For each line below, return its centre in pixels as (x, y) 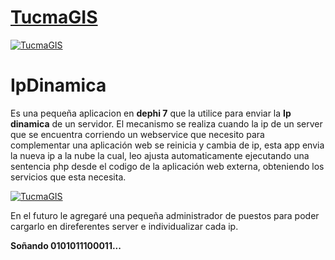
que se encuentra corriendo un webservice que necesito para (137, 134)
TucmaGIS (54, 17)
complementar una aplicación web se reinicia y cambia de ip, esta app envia (167, 145)
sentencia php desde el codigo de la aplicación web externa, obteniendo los (167, 166)
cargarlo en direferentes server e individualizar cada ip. (124, 226)
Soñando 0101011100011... (66, 245)
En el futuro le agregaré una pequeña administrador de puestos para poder (165, 215)
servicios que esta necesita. (68, 177)
